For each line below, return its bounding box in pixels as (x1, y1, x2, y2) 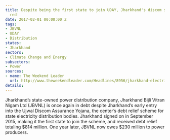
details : (5, 83, 24, 88)
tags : (5, 21, 17, 27)
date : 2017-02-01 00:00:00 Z (5, 17, 67, 22)
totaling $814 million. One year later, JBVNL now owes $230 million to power (5, 124, 165, 130)
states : (5, 41, 22, 46)
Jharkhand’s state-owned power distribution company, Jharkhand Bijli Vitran (5, 97, 165, 103)
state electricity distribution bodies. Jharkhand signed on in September (5, 113, 153, 119)
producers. (5, 129, 28, 135)
